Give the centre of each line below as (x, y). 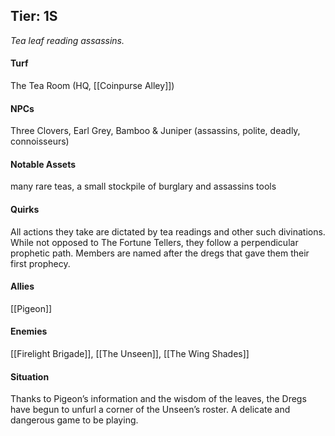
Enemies (29, 331)
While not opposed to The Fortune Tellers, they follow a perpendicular (154, 242)
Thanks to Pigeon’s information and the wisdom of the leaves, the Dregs (158, 399)
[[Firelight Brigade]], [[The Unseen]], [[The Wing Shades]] (130, 354)
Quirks (25, 210)
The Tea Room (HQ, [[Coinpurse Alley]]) (92, 86)
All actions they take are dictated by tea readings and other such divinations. (168, 231)
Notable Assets (43, 164)
